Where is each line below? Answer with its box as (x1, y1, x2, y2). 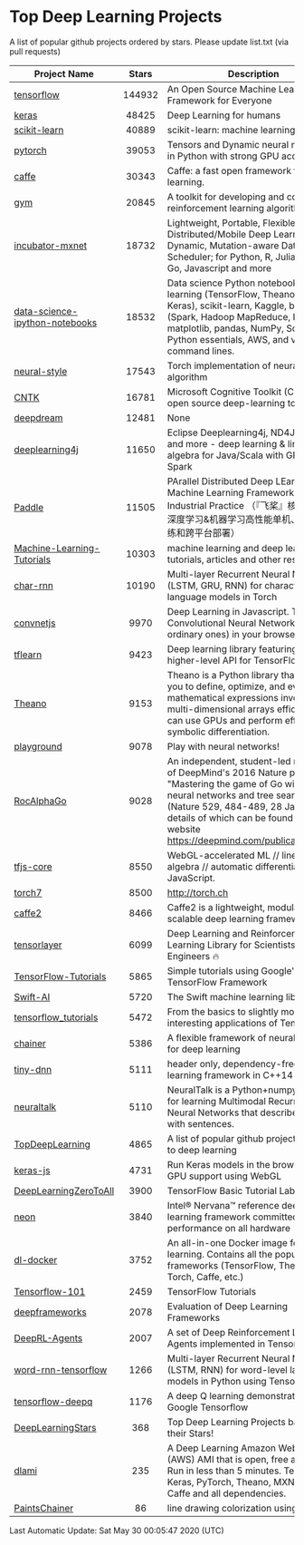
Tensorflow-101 (14, 1285, 86, 1297)
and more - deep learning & (166, 437, 286, 450)
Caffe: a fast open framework (166, 164, 292, 177)
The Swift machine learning (166, 990, 284, 1003)
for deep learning (166, 1043, 242, 1055)
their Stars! (166, 1426, 214, 1439)
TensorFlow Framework (166, 976, 268, 988)
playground (14, 740, 62, 753)
